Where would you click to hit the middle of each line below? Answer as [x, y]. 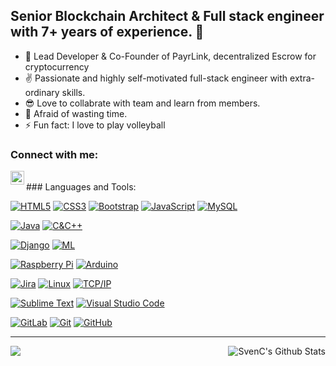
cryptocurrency [57, 66]
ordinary [42, 92]
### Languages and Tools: [81, 187]
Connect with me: [54, 154]
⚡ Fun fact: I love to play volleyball [95, 125]
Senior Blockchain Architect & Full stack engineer [167, 16]
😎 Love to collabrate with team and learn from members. [142, 103]
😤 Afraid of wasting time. [76, 113]
